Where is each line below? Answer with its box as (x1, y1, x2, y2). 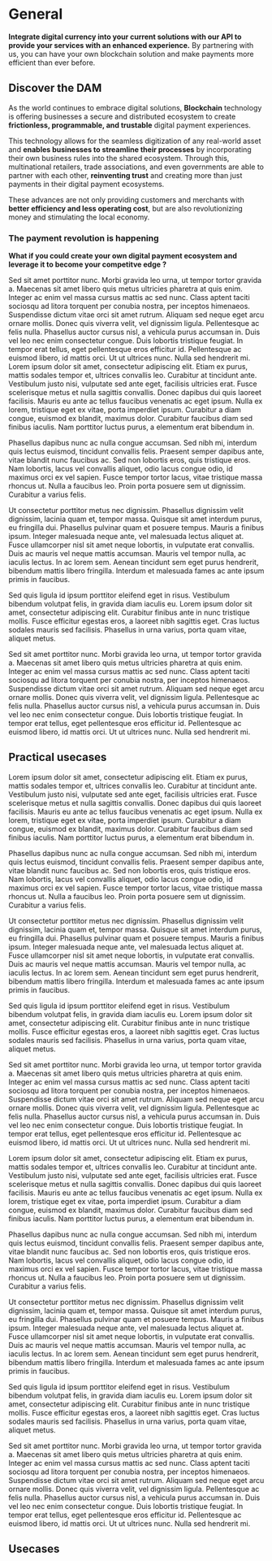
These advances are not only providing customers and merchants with (8, 194, 245, 204)
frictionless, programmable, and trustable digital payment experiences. (8, 120, 252, 130)
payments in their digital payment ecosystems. (8, 179, 165, 189)
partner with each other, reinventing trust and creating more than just (8, 170, 243, 180)
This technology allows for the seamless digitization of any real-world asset (8, 136, 261, 146)
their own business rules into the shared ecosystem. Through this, (8, 153, 230, 163)
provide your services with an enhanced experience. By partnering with (8, 40, 254, 50)
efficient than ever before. (8, 58, 96, 67)
